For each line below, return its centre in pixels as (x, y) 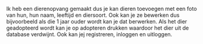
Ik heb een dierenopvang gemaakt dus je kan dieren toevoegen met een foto (101, 9)
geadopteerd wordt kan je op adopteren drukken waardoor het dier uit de (98, 28)
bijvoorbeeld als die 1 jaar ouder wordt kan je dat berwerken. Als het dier (97, 21)
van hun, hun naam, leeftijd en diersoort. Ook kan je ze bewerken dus (93, 15)
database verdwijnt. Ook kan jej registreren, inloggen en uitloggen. (89, 34)
